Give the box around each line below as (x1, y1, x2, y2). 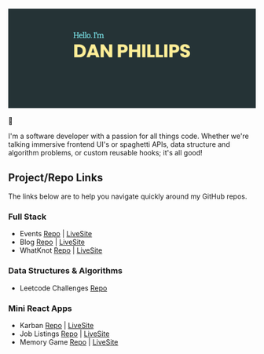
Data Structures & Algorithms (8, 265, 123, 276)
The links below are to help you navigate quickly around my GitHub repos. (8, 192, 247, 201)
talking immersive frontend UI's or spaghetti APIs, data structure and (8, 140, 230, 149)
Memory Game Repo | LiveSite (19, 337, 119, 346)
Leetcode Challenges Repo (19, 283, 108, 293)
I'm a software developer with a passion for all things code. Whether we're (8, 131, 249, 141)
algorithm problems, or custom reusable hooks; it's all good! (8, 148, 203, 158)
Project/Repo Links (8, 170, 104, 184)
